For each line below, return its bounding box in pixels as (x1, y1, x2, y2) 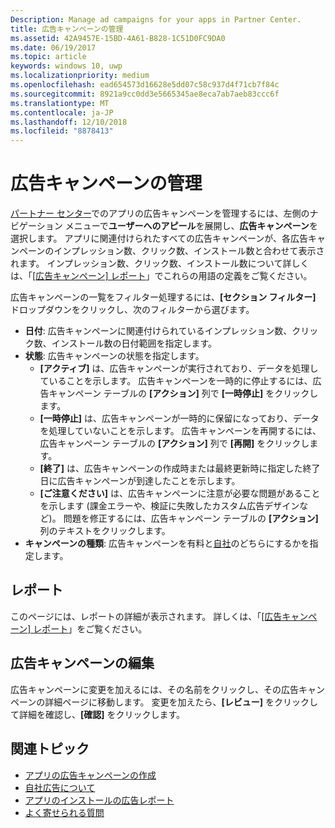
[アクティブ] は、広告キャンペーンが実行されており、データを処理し (39, 362, 319, 375)
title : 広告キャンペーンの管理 (10, 24, 124, 34)
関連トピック (10, 741, 90, 758)
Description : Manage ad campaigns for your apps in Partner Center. (10, 14, 302, 25)
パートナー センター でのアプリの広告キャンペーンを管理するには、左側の (10, 207, 310, 220)
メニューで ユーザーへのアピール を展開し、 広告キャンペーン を (64, 220, 318, 232)
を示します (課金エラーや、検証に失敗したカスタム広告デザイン (39, 500, 300, 512)
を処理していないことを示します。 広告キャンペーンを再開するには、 (39, 425, 322, 437)
